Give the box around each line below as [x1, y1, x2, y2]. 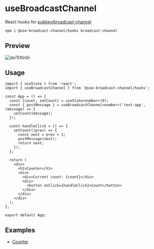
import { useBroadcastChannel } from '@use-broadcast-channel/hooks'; [5, 86, 150, 91]
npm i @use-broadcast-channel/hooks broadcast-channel [5, 28, 118, 33]
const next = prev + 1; [17, 132, 66, 137]
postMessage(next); [17, 137, 57, 141]
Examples [5, 226, 35, 234]
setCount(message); [14, 111, 53, 116]
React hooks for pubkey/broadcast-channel [5, 19, 92, 25]
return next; [17, 141, 44, 146]
